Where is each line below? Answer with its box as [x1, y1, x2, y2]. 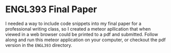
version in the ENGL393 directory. [5, 42, 72, 48]
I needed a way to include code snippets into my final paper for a [5, 20, 141, 26]
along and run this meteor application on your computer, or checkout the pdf [5, 37, 166, 43]
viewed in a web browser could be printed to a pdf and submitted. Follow [5, 31, 158, 37]
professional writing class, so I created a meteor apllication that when [5, 25, 151, 32]
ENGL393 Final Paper [5, 4, 97, 15]
